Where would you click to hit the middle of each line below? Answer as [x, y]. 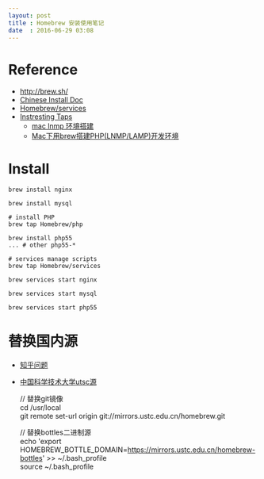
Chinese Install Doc [51, 100]
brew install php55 [40, 239]
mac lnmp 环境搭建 [63, 126]
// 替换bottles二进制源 [55, 432]
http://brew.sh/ [44, 91]
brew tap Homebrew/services [55, 266]
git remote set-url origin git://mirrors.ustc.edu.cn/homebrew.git [122, 416]
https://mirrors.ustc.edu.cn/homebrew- [191, 450]
